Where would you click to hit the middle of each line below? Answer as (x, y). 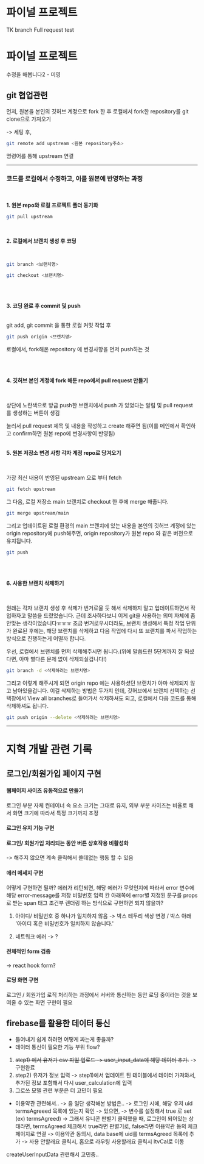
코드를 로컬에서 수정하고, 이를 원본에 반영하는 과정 (75, 179)
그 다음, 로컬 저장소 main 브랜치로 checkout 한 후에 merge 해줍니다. (87, 502)
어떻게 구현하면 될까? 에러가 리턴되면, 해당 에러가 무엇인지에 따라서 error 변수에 (100, 887)
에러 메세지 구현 (25, 873)
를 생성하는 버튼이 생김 (33, 413)
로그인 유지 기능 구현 (30, 828)
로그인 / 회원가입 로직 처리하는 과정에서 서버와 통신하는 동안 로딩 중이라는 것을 (99, 994)
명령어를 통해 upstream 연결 (40, 155)
